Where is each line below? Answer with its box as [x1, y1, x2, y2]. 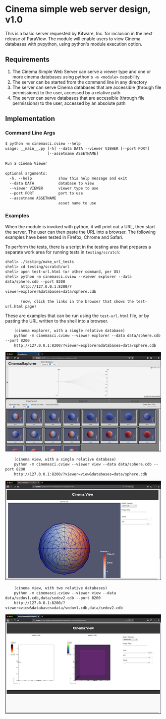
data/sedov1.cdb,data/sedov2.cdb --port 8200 [5, 595, 101, 600]
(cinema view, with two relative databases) [14, 586, 108, 590]
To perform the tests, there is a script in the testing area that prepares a [5, 244, 151, 250]
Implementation [5, 115, 55, 123]
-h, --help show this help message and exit [9, 176, 127, 181]
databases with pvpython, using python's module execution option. [5, 41, 143, 47]
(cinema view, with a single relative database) [14, 457, 116, 462]
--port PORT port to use [9, 191, 83, 196]
